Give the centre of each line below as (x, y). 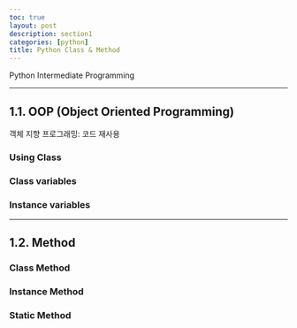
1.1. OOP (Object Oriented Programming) (122, 111)
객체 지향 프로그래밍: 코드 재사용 (65, 133)
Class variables (43, 180)
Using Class (35, 157)
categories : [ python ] (49, 42)
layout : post (33, 26)
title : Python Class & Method (65, 50)
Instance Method (46, 292)
